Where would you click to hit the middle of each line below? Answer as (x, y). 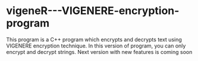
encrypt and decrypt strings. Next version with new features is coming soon (99, 52)
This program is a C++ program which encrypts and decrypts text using (94, 39)
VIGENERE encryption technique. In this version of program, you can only (96, 46)
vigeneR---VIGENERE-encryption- (93, 11)
